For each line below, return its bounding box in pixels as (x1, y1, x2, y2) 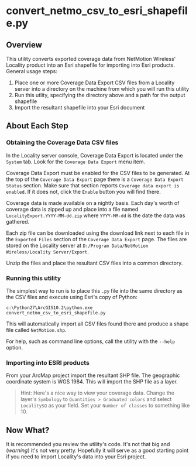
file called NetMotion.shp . (6, 326, 67, 333)
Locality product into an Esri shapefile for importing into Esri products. (6, 61, 176, 68)
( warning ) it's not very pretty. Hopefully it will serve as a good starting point (6, 447, 189, 454)
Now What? (6, 425, 50, 435)
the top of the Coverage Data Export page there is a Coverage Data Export (6, 176, 184, 183)
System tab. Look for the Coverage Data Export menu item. (6, 158, 145, 165)
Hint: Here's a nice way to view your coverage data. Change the (20, 389, 174, 396)
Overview (6, 40, 43, 50)
